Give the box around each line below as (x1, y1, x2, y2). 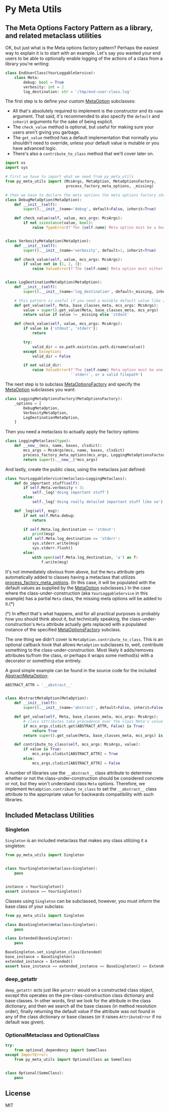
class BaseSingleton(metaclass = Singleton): (5, 922, 98, 927)
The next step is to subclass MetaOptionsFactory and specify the (5, 381, 140, 387)
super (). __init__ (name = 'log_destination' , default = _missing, (23, 289, 154, 294)
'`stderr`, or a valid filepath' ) (70, 372, 143, 378)
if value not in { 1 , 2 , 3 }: (23, 261, 82, 267)
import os (5, 160, 26, 165)
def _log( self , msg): (14, 508, 59, 513)
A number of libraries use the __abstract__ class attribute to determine (5, 770, 152, 776)
